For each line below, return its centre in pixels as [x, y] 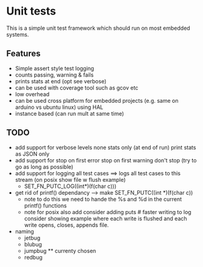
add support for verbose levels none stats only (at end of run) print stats [105, 147]
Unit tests [31, 11]
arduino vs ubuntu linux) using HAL [59, 107]
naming [25, 231]
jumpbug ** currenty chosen [60, 251]
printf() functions [45, 206]
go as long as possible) [44, 167]
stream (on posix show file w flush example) [70, 179]
